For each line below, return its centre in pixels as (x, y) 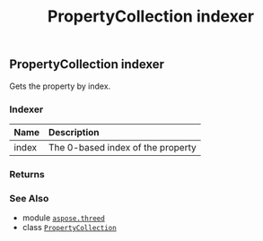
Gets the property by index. (60, 86)
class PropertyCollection (69, 228)
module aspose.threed (63, 218)
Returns (27, 174)
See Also (29, 198)
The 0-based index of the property (122, 147)
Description (74, 132)
